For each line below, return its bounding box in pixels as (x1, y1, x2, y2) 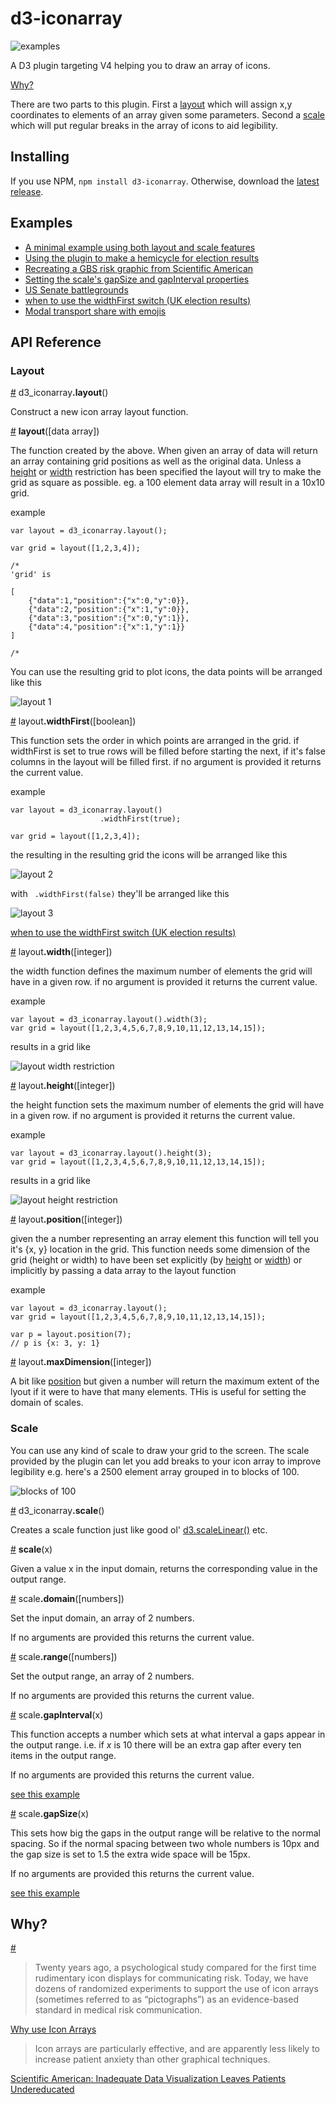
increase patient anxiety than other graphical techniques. (34, 2053, 271, 2066)
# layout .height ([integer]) (10, 1080, 116, 1092)
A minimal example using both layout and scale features (24, 241, 256, 253)
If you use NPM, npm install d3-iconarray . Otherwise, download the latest (10, 175, 320, 187)
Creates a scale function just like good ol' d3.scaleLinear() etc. (10, 1523, 268, 1536)
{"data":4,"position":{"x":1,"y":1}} (28, 622, 186, 632)
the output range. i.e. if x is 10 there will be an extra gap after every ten (10, 1738, 302, 1751)
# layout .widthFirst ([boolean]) (10, 715, 137, 727)
